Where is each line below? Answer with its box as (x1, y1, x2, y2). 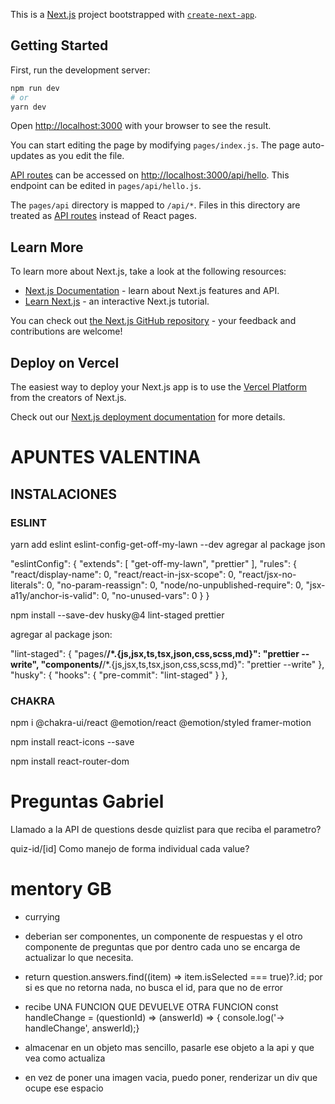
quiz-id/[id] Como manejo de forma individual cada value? (10, 843, 250, 855)
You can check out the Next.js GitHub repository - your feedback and (10, 315, 297, 327)
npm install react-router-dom (10, 755, 130, 768)
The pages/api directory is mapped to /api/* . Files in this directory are (10, 199, 301, 211)
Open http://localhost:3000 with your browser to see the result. (10, 120, 272, 132)
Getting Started (10, 37, 109, 54)
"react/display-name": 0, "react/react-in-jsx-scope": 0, (10, 568, 237, 580)
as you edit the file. (46, 150, 125, 162)
